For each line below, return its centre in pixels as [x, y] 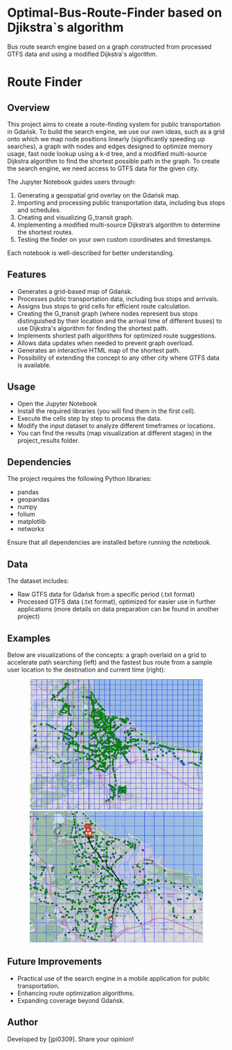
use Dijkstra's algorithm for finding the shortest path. [92, 328]
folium [26, 514]
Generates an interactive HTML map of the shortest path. [99, 350]
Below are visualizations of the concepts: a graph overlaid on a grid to [107, 655]
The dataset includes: [38, 581]
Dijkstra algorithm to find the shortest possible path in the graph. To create [114, 161]
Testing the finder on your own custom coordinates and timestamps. [115, 239]
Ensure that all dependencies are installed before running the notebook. [109, 543]
